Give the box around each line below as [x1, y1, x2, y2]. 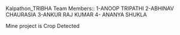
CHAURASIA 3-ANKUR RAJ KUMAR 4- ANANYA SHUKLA [5, 11, 147, 18]
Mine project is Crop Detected [5, 23, 80, 29]
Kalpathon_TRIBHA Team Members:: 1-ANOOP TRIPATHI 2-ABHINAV [5, 5, 174, 12]
